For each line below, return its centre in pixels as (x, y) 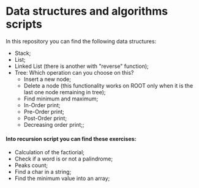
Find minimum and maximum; (61, 99)
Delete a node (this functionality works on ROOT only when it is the (108, 85)
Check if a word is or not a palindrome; (64, 159)
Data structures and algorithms (87, 11)
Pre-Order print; (44, 111)
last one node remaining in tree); (65, 92)
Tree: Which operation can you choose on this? (74, 72)
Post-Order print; (45, 118)
